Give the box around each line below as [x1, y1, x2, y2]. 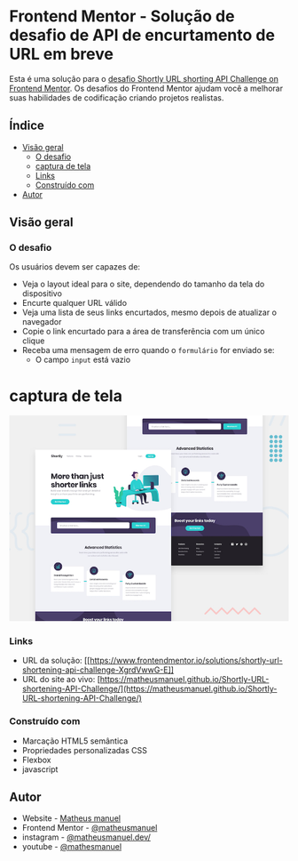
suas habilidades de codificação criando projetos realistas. [9, 92, 224, 103]
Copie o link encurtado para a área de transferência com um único [21, 326, 265, 337]
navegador [21, 317, 62, 327]
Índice [9, 118, 44, 133]
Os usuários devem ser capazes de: [9, 262, 140, 272]
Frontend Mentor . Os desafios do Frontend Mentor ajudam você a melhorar [9, 83, 284, 93]
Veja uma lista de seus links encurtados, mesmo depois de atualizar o [21, 307, 278, 318]
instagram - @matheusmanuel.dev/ [21, 832, 151, 842]
